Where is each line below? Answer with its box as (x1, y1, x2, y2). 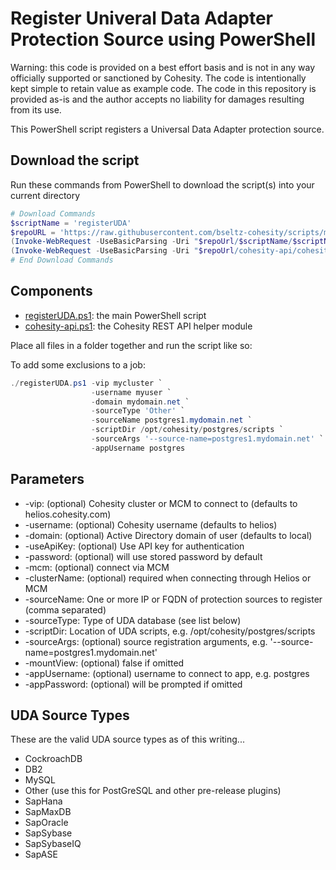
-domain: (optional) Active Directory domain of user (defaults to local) (24, 529, 313, 541)
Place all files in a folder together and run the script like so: (10, 339, 253, 351)
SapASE (24, 848, 58, 861)
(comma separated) (24, 603, 107, 616)
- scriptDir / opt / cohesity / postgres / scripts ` (90, 425, 284, 435)
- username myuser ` (90, 387, 172, 397)
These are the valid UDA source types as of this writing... (10, 733, 245, 746)
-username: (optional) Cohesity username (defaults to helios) (24, 518, 278, 531)
